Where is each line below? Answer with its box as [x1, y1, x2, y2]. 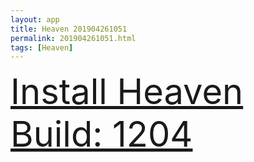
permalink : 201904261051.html [10, 33, 137, 43]
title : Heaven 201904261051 [10, 24, 128, 34]
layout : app [10, 14, 60, 25]
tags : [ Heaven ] [10, 42, 74, 53]
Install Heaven [10, 70, 244, 114]
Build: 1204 [10, 112, 193, 156]
